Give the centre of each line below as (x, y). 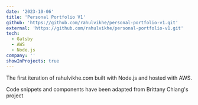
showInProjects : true (33, 61)
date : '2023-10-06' (30, 12)
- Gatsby (22, 39)
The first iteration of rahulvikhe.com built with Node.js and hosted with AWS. (99, 78)
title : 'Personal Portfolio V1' (46, 17)
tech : (13, 34)
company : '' (21, 55)
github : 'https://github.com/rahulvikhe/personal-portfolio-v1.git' (92, 22)
